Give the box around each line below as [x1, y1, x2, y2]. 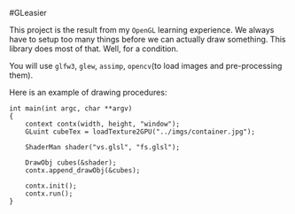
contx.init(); [25, 181, 77, 190]
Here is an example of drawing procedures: [9, 88, 167, 97]
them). [9, 70, 34, 80]
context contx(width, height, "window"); [25, 119, 180, 128]
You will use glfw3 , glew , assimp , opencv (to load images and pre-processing [9, 61, 283, 71]
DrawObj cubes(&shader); [25, 158, 117, 167]
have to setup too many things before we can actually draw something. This [9, 34, 286, 44]
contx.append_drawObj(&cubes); [25, 166, 141, 175]
